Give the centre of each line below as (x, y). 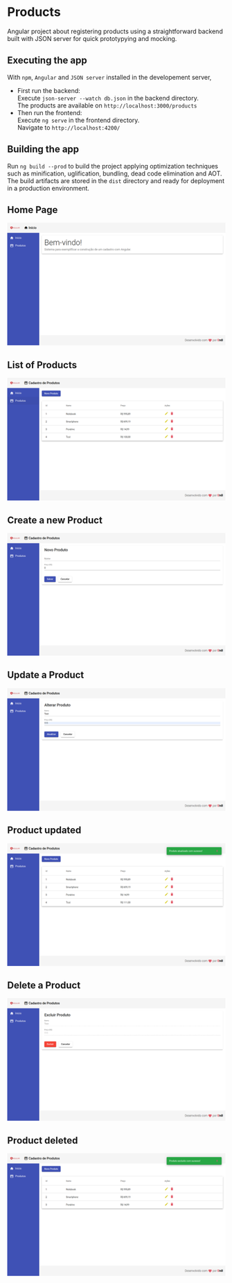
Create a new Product (55, 520)
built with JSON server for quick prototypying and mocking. (92, 38)
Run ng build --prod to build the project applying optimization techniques (113, 166)
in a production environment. (48, 188)
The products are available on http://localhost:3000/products (107, 105)
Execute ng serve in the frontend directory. (78, 120)
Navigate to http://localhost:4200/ (69, 127)
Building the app (43, 149)
